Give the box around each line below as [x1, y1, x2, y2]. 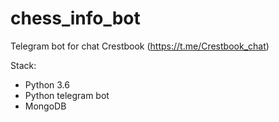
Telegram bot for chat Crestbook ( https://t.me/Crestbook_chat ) [10, 40, 270, 52]
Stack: [10, 59, 37, 71]
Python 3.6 [24, 78, 70, 91]
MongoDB [24, 100, 67, 112]
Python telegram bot [24, 89, 110, 101]
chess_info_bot [10, 7, 141, 30]
